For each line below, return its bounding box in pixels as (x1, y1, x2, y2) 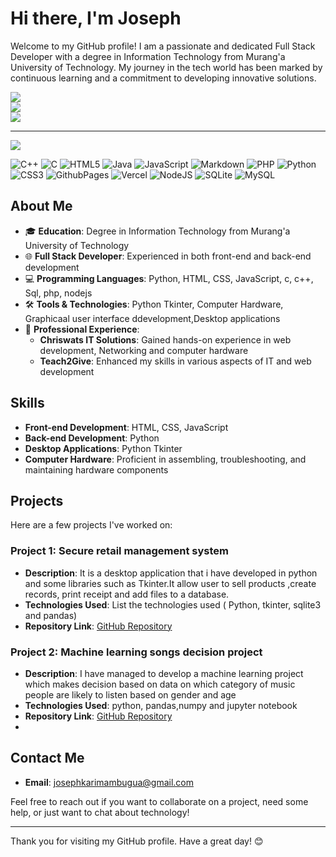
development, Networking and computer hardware (39, 344, 249, 356)
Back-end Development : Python (24, 432, 160, 444)
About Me (10, 198, 73, 215)
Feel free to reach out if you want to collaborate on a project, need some (10, 795, 309, 807)
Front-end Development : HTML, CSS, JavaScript (24, 421, 229, 433)
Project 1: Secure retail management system (10, 544, 230, 558)
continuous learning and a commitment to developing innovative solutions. (10, 72, 317, 84)
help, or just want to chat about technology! (10, 806, 190, 818)
